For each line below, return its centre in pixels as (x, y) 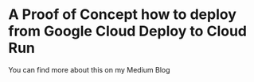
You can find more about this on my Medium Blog (89, 69)
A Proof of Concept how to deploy (122, 15)
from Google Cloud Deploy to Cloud (127, 31)
